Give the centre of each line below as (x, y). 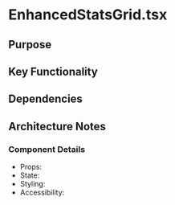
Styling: (33, 184)
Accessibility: (42, 193)
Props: (31, 167)
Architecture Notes (57, 126)
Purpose (30, 45)
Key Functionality (53, 71)
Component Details (47, 149)
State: (30, 175)
